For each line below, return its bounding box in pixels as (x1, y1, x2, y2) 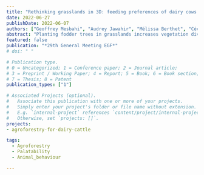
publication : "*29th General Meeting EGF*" (6, 43, 118, 49)
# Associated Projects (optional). (6, 93, 97, 99)
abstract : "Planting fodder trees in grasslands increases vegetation (6, 31, 189, 38)
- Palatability (12, 149, 50, 155)
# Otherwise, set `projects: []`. (6, 115, 99, 121)
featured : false (6, 37, 47, 43)
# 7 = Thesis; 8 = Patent (6, 76, 72, 82)
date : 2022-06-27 (6, 15, 50, 21)
